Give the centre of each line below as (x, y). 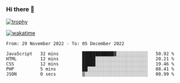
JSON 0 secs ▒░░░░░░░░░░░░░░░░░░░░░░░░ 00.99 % (90, 74)
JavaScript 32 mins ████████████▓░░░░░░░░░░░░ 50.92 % (90, 54)
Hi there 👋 (21, 9)
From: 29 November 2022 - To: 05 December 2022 (65, 44)
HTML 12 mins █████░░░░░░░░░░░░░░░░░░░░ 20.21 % (90, 59)
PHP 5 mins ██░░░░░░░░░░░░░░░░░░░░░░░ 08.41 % (90, 69)
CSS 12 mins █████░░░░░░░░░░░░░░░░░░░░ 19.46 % (90, 64)
